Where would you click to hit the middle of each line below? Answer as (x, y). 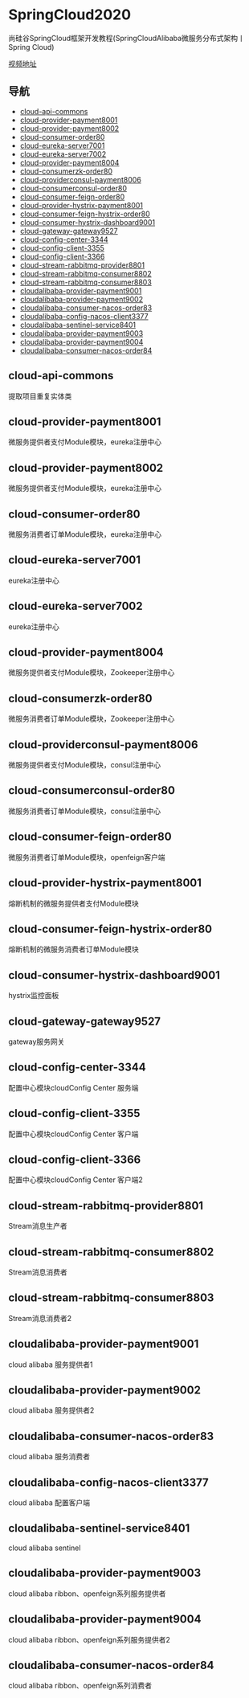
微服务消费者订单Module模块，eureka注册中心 (85, 534)
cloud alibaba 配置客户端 (49, 1503)
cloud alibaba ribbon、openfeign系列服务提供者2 (90, 1639)
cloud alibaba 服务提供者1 (51, 1365)
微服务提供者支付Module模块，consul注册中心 (85, 765)
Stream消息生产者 (38, 1226)
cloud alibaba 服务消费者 (49, 1457)
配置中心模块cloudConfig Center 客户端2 (76, 1180)
